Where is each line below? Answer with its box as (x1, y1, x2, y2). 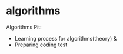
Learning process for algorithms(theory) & (14, 35, 117, 42)
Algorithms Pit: (6, 23, 42, 31)
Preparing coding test (14, 41, 68, 48)
